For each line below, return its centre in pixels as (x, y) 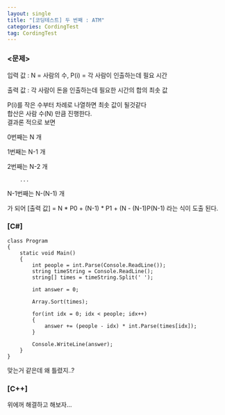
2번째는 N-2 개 (27, 166)
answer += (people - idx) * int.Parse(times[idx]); (120, 326)
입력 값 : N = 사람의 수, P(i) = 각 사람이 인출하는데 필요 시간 (87, 75)
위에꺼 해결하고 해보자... (40, 405)
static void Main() (48, 253)
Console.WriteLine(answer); (73, 344)
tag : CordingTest (32, 33)
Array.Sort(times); (60, 302)
